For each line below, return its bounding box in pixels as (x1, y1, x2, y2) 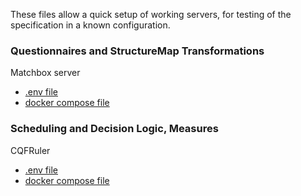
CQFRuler (10, 144, 51, 156)
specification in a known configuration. (10, 19, 171, 31)
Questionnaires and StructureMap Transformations (10, 44, 265, 58)
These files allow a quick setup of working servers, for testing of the (10, 9, 292, 20)
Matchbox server (10, 67, 81, 79)
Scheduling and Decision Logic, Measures (10, 122, 219, 136)
